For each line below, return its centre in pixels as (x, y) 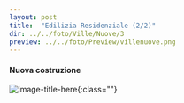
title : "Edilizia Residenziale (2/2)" (83, 26)
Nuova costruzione (45, 70)
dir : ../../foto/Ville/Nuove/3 (67, 33)
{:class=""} (97, 90)
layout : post (33, 17)
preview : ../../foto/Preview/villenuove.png (92, 42)
